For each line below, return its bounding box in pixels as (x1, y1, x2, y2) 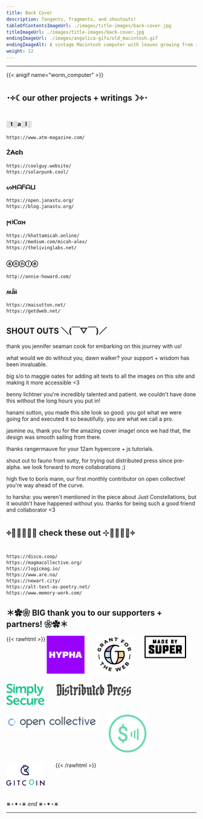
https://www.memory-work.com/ (6, 590, 83, 596)
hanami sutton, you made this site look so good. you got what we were (6, 409, 182, 416)
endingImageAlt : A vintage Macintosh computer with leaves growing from (6, 42, 193, 48)
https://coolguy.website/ (6, 162, 71, 169)
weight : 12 (6, 48, 34, 55)
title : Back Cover (6, 10, 53, 16)
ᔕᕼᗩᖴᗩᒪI (6, 182, 36, 191)
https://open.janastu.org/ (6, 198, 74, 204)
